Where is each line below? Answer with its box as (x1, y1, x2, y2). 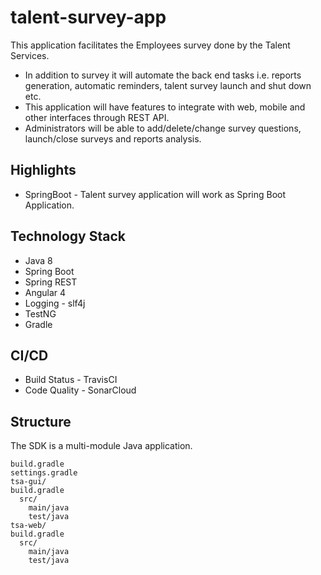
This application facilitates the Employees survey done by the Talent (10, 39, 291, 51)
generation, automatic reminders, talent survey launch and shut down (24, 79, 312, 91)
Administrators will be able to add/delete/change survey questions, (24, 122, 302, 134)
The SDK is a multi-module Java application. (10, 440, 193, 452)
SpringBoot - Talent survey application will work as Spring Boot (24, 188, 287, 200)
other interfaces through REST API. (24, 111, 170, 123)
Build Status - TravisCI (24, 374, 118, 386)
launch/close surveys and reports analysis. (24, 132, 202, 145)
